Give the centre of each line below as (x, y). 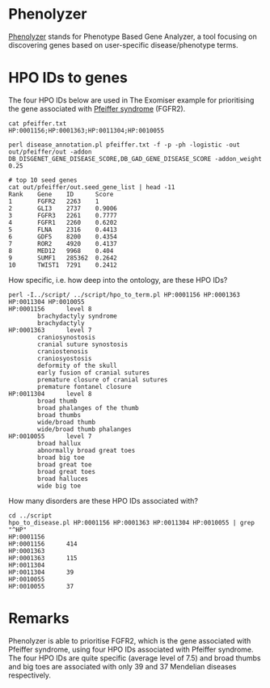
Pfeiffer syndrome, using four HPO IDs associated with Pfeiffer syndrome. (131, 649)
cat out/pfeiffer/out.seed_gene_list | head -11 (92, 187)
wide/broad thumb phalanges (84, 429)
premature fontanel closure (84, 386)
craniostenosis (63, 351)
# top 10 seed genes (43, 180)
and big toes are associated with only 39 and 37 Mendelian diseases (122, 666)
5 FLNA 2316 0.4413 (63, 230)
